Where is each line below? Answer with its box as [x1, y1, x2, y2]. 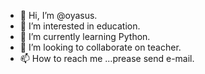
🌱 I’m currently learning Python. [19, 31, 151, 42]
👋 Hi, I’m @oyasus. [19, 10, 98, 21]
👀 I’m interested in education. [19, 20, 141, 32]
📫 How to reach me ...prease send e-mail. [19, 53, 195, 64]
